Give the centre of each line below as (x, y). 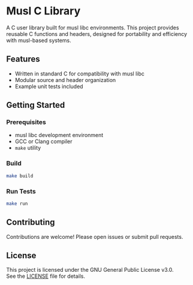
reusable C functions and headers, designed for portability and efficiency (97, 34)
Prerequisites (26, 122)
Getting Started (36, 105)
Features (23, 59)
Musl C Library (43, 11)
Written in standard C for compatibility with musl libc (80, 74)
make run (17, 204)
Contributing (31, 222)
